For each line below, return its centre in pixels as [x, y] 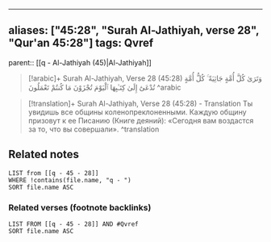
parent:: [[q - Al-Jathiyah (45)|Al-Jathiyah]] [80, 62]
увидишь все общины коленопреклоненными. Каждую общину [138, 112]
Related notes [44, 154]
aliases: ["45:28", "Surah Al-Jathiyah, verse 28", [134, 30]
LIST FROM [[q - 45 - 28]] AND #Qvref [73, 224]
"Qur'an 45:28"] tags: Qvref [81, 43]
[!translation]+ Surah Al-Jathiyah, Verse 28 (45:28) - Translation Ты [140, 103]
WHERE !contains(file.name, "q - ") [70, 180]
